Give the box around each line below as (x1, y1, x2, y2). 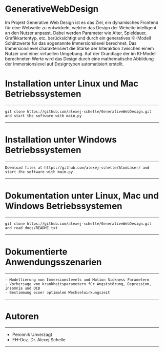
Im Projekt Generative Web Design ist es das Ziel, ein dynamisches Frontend (5, 20, 159, 25)
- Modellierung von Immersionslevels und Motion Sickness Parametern (5, 277, 150, 282)
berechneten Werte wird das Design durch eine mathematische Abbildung (5, 56, 154, 61)
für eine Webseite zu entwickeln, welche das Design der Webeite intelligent (5, 24, 157, 30)
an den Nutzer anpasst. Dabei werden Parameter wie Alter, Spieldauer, (5, 30, 147, 36)
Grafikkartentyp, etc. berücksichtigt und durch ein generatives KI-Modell (5, 35, 151, 41)
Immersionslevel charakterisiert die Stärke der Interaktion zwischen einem (5, 45, 154, 51)
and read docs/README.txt (5, 225, 58, 230)
